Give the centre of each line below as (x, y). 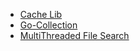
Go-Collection (48, 25)
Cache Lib (41, 14)
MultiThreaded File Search (74, 35)
